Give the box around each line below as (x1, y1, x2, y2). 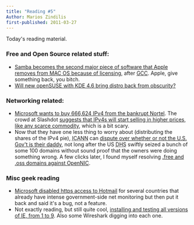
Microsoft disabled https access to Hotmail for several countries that (14, 188, 179, 195)
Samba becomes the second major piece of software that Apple (14, 63, 168, 70)
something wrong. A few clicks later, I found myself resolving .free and (14, 153, 185, 160)
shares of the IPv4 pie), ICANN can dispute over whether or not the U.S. (14, 134, 188, 141)
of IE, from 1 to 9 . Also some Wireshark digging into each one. (14, 212, 163, 219)
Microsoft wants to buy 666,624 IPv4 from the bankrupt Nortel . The (14, 109, 177, 117)
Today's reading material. (6, 36, 67, 43)
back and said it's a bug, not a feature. (14, 200, 107, 207)
